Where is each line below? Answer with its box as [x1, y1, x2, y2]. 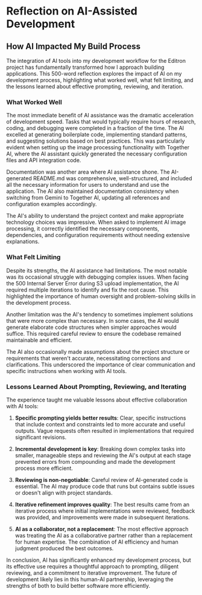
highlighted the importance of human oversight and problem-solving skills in [6, 292, 196, 300]
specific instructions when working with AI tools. [6, 367, 127, 374]
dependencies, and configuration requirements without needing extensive [6, 232, 190, 239]
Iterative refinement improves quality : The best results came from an [14, 501, 190, 508]
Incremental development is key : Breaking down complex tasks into [14, 445, 186, 452]
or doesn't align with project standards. [14, 489, 113, 496]
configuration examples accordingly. [6, 201, 97, 208]
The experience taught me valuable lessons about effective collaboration [6, 396, 188, 403]
